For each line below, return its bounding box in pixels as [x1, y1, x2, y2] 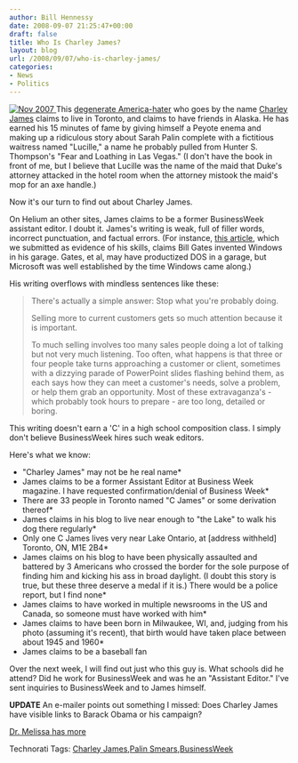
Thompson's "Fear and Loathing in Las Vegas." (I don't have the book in [9, 150, 273, 161]
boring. [30, 406, 58, 416]
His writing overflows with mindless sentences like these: [9, 277, 220, 289]
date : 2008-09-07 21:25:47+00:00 [9, 21, 133, 30]
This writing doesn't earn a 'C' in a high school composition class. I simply [9, 422, 282, 433]
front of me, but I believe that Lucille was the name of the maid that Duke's [9, 160, 283, 171]
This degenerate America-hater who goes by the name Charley [56, 103, 288, 114]
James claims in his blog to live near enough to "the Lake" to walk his [21, 513, 277, 525]
